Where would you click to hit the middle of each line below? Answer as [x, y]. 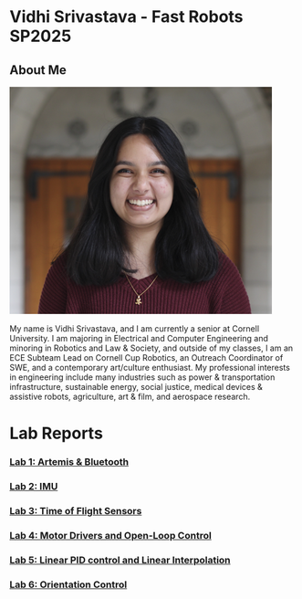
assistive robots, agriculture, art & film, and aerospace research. [130, 396]
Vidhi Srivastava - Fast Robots [126, 17]
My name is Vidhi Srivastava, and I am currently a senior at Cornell [135, 329]
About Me [38, 70]
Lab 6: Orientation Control [68, 584]
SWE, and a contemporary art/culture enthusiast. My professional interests [150, 368]
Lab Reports [56, 433]
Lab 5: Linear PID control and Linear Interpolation [120, 560]
